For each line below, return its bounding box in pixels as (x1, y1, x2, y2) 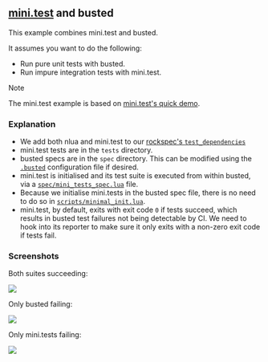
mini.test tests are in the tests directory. (19, 145, 153, 155)
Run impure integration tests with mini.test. (19, 67, 162, 77)
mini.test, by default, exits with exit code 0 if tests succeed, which (19, 205, 238, 215)
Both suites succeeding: (8, 269, 88, 279)
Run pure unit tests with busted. (19, 59, 126, 68)
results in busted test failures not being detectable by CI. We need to (19, 214, 247, 223)
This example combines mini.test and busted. (8, 27, 159, 37)
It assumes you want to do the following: (8, 43, 142, 53)
